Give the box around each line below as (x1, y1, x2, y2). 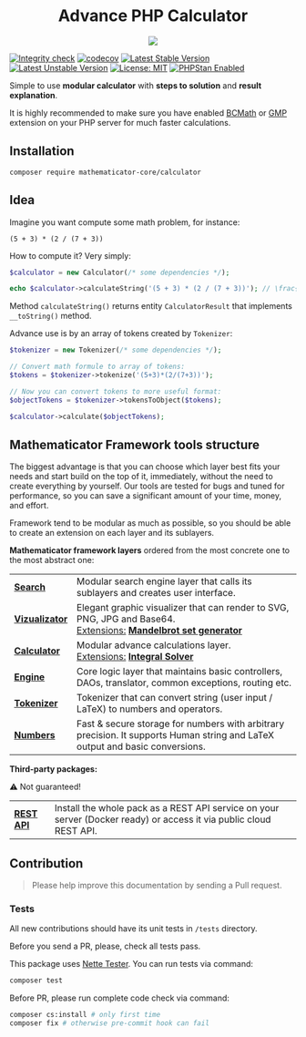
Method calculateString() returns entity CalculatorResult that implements (9, 301, 293, 312)
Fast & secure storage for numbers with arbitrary (76, 717, 285, 730)
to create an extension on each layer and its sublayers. (9, 528, 215, 539)
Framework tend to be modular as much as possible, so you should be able (9, 518, 291, 529)
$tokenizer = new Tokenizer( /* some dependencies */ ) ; (9, 345, 222, 355)
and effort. (9, 500, 49, 511)
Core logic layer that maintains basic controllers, (76, 665, 283, 678)
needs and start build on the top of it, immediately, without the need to (9, 471, 273, 482)
